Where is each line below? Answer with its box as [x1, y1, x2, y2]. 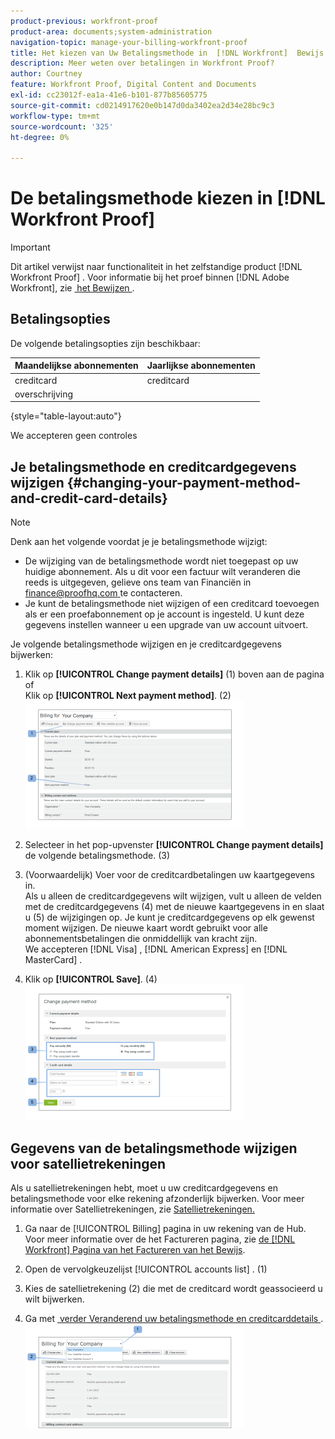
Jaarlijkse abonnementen [146, 360, 256, 372]
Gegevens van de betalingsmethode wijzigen [10, 1140, 298, 1157]
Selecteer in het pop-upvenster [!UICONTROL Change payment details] [24, 839, 324, 851]
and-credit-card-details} [10, 490, 168, 507]
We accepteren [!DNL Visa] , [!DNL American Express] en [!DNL [24, 943, 288, 955]
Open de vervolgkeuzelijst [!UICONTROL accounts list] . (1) [24, 1263, 268, 1275]
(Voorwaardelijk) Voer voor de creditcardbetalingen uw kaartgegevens [24, 869, 315, 881]
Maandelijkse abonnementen [14, 360, 139, 372]
